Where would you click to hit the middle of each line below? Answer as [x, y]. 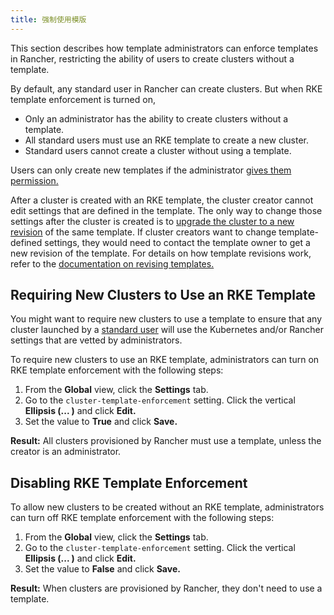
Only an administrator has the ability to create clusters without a [156, 118]
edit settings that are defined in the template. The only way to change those [166, 210]
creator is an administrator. [66, 452]
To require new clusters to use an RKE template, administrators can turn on [165, 360]
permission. [34, 180]
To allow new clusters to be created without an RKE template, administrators [167, 507]
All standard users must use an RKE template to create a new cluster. [167, 140]
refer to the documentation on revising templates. [112, 263]
